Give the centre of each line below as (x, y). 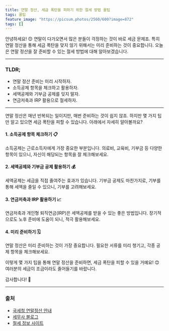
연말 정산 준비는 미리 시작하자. (42, 81)
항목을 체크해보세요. (30, 252)
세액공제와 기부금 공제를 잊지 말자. (46, 94)
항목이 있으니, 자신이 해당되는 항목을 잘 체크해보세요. (57, 154)
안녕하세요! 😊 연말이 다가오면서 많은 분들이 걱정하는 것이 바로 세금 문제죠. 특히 (82, 39)
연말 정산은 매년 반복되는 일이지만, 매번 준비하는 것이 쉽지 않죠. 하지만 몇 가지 (81, 115)
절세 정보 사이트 (28, 323)
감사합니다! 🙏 (18, 280)
